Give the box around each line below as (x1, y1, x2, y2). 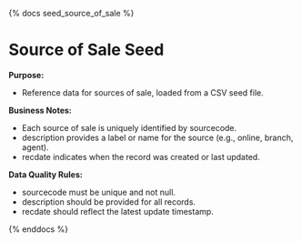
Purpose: (8, 69, 45, 80)
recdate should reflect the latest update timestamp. (21, 206, 215, 217)
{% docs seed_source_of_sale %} (8, 8, 135, 18)
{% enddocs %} (8, 223, 69, 235)
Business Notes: (8, 105, 72, 116)
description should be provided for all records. (21, 196, 196, 207)
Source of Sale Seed (8, 40, 165, 60)
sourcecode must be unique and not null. (21, 187, 176, 197)
